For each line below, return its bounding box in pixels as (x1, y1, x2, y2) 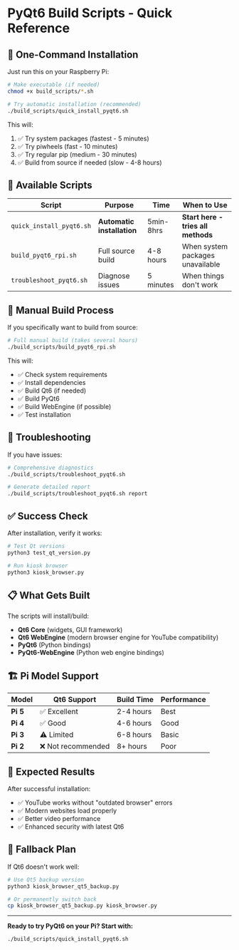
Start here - (181, 212, 224, 222)
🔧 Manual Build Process (7, 304, 114, 316)
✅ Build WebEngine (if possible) (17, 402, 112, 411)
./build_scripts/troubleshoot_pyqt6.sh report (7, 490, 148, 497)
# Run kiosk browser (7, 562, 69, 569)
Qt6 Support (53, 695, 97, 705)
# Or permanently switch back (7, 896, 97, 903)
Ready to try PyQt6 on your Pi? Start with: (7, 921, 134, 931)
